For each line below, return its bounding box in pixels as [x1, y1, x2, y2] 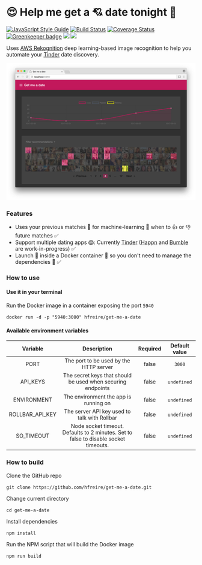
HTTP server [81, 364, 113, 371]
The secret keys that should [63, 372, 132, 379]
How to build [6, 458, 44, 466]
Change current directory [6, 495, 69, 502]
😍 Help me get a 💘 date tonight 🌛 [6, 5, 177, 19]
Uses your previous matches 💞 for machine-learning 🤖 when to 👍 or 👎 [14, 223, 191, 230]
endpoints [85, 385, 110, 392]
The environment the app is [63, 393, 132, 400]
